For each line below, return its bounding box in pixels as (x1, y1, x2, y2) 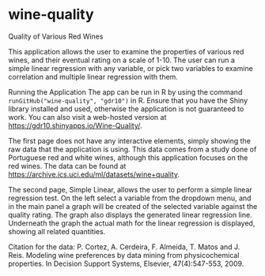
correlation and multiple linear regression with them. (8, 72, 178, 81)
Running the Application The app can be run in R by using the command (8, 87, 243, 96)
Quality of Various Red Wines (8, 32, 104, 41)
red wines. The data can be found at (8, 161, 127, 170)
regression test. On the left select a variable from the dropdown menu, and (8, 193, 252, 203)
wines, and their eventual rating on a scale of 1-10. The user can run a (8, 55, 236, 65)
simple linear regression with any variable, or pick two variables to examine (8, 63, 253, 73)
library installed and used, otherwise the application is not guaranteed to (8, 104, 244, 114)
